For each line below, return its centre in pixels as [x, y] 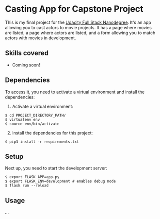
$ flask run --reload [27, 185]
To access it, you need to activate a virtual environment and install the [75, 92]
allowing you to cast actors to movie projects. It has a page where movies [78, 27]
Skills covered [27, 53]
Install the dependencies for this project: [52, 133]
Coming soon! [26, 65]
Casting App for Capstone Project [74, 9]
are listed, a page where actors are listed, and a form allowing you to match [80, 33]
